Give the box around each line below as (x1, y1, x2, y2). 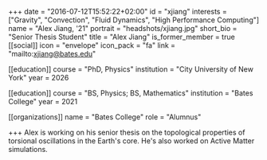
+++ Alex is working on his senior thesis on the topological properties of (8, 127, 245, 137)
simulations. (8, 145, 48, 154)
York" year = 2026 (8, 73, 69, 82)
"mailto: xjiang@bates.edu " (8, 49, 96, 58)
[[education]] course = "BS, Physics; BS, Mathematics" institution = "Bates (8, 88, 253, 98)
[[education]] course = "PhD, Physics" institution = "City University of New (8, 64, 253, 74)
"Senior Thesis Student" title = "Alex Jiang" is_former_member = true (8, 32, 235, 41)
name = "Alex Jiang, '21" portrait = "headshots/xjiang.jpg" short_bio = (8, 24, 238, 33)
